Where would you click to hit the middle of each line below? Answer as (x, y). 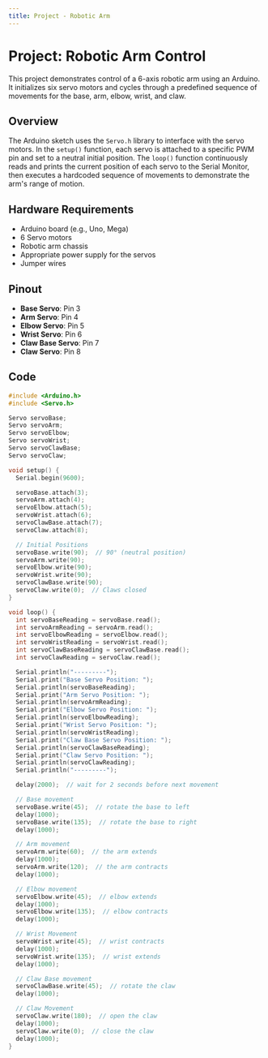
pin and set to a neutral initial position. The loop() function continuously (128, 158)
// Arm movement (43, 845)
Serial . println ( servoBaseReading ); (76, 687)
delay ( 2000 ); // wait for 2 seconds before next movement (117, 785)
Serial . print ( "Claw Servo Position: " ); (85, 755)
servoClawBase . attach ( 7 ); (60, 523)
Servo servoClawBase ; (45, 448)
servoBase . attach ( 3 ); (52, 492)
